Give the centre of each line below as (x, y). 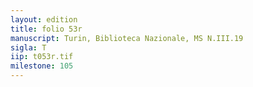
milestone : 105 (42, 66)
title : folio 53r (46, 29)
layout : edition (44, 19)
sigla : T (28, 47)
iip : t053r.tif (42, 57)
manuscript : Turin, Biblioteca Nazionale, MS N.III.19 (127, 38)
